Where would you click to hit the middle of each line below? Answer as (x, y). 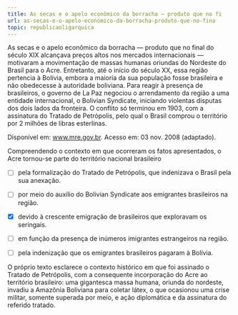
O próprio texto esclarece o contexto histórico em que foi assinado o (108, 267)
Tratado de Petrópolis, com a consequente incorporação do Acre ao (108, 274)
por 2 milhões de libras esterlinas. (57, 124)
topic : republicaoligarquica (51, 27)
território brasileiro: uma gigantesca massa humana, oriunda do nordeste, (115, 282)
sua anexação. (39, 181)
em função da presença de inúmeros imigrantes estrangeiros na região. (123, 238)
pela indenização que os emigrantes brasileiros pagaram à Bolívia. (115, 252)
